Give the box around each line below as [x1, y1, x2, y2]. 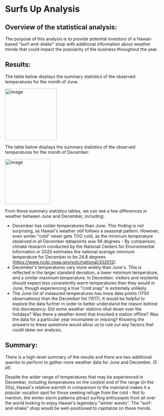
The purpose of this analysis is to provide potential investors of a [5, 36, 136, 42]
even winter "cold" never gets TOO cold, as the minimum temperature [12, 233, 153, 239]
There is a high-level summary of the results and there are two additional [5, 354, 152, 360]
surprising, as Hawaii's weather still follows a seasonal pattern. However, [12, 228, 160, 234]
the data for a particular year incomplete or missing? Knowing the [12, 316, 144, 322]
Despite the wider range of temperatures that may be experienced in [5, 374, 143, 380]
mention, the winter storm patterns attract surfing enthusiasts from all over [5, 394, 156, 400]
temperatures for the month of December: [5, 149, 90, 155]
